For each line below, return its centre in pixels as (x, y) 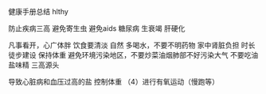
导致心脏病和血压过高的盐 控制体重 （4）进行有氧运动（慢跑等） (113, 82)
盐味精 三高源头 (34, 65)
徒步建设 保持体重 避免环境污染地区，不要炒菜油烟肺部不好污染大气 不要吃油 (133, 55)
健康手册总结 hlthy (39, 11)
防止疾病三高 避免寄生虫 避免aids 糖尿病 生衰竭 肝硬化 (97, 28)
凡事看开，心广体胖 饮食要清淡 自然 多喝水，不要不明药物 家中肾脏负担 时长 (132, 45)
